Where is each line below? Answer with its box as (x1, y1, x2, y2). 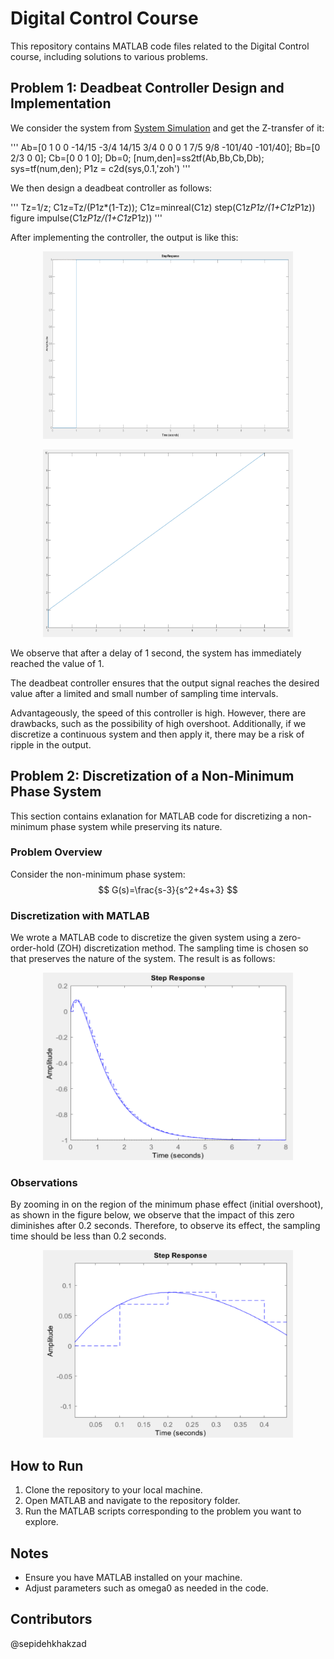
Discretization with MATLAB (10, 908, 150, 922)
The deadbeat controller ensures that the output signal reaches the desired (10, 677, 320, 689)
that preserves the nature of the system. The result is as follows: (10, 953, 276, 965)
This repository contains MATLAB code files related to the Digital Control (10, 40, 310, 52)
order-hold (10, 942, 55, 954)
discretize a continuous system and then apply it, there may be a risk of (10, 728, 305, 740)
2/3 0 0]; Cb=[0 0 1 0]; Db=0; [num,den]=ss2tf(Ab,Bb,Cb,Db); (10, 152, 265, 164)
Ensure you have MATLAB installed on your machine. (24, 1572, 243, 1584)
